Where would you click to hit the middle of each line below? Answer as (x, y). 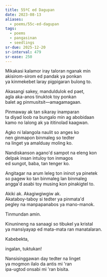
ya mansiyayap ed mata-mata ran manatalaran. (54, 229)
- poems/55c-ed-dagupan (34, 24)
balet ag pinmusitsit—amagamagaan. (43, 102)
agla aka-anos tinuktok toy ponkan (41, 97)
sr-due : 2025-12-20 (25, 47)
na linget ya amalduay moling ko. (39, 143)
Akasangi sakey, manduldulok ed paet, (45, 92)
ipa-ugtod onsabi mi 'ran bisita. (37, 269)
